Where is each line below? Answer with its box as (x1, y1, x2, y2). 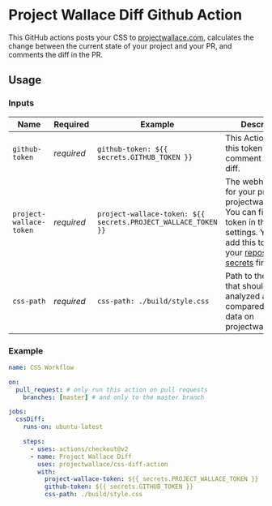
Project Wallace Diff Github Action (8, 6, 243, 24)
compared (225, 300, 265, 311)
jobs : (8, 408, 27, 416)
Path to (225, 270, 253, 281)
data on (225, 311, 255, 322)
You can (225, 206, 257, 217)
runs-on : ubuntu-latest (23, 423, 104, 431)
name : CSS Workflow (8, 363, 74, 371)
